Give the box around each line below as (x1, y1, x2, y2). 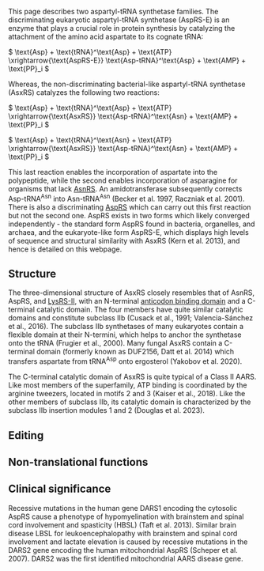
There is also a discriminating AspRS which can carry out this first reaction (8, 202, 251, 212)
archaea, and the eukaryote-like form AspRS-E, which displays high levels (8, 227, 249, 236)
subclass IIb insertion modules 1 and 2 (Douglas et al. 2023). (8, 406, 206, 415)
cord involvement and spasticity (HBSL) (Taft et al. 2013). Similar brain (8, 520, 237, 529)
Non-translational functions (8, 455, 149, 469)
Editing (8, 429, 44, 442)
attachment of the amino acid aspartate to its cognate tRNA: (8, 32, 204, 41)
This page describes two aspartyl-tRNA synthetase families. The (8, 7, 219, 16)
